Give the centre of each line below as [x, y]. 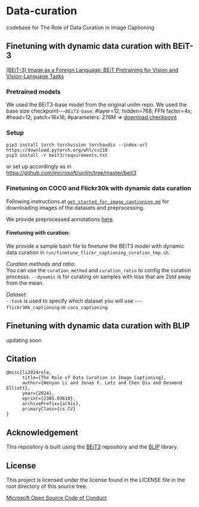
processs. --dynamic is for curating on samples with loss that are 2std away [99, 276]
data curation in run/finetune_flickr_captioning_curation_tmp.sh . [88, 252]
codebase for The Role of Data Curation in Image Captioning [80, 27]
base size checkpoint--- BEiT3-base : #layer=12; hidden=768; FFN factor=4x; [99, 111]
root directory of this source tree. [47, 486]
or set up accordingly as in [39, 167]
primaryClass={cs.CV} [49, 409]
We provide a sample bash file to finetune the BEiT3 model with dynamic [95, 246]
